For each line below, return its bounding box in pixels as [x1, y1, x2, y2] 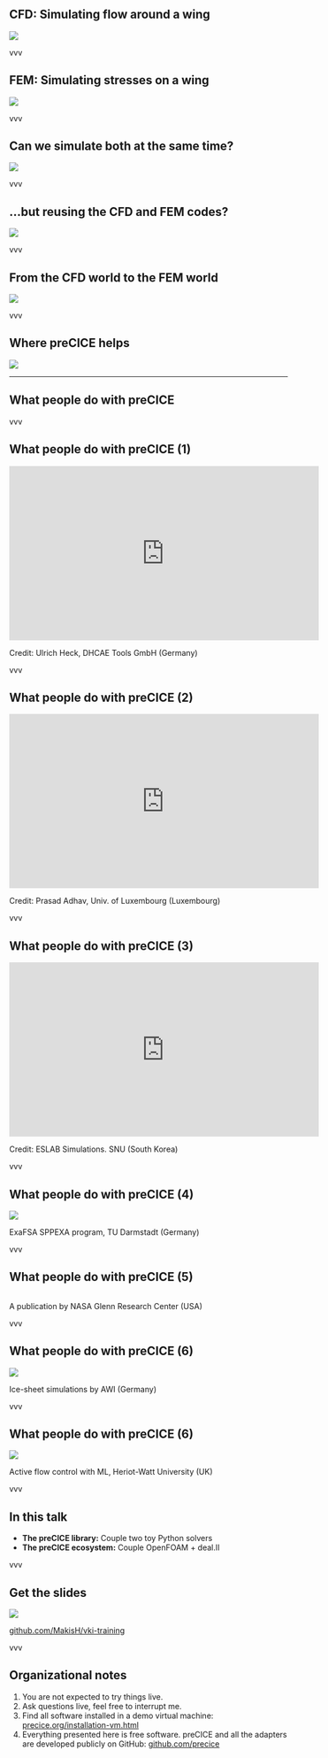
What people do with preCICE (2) [9, 690, 194, 705]
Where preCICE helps [9, 335, 130, 351]
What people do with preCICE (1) [9, 442, 192, 457]
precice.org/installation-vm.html [21, 1719, 140, 1730]
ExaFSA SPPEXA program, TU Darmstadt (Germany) [9, 1226, 200, 1238]
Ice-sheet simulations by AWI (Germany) [9, 1384, 157, 1394]
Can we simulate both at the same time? [9, 139, 234, 154]
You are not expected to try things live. [21, 1691, 164, 1702]
